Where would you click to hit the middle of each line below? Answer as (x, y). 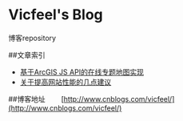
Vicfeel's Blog (56, 15)
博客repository (32, 38)
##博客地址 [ (36, 99)
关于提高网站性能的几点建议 (66, 82)
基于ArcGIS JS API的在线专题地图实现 (82, 72)
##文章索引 (27, 54)
